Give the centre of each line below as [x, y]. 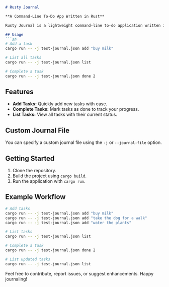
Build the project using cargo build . [50, 176]
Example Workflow [35, 197]
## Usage [14, 34]
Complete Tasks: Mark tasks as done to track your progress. [76, 109]
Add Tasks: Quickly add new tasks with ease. [60, 104]
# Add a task [19, 44]
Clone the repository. [34, 171]
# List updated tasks [28, 259]
